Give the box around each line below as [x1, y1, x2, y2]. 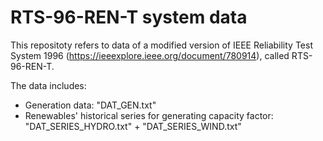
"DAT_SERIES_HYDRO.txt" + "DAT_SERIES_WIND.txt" [24, 120, 242, 132]
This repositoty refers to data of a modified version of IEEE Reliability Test [10, 39, 313, 51]
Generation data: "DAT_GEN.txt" [24, 99, 157, 111]
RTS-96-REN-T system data [10, 6, 248, 29]
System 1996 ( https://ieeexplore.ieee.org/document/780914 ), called [10, 49, 290, 61]
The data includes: [10, 79, 87, 91]
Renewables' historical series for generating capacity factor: [24, 109, 274, 121]
